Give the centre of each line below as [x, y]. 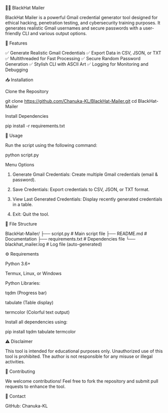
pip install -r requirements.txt [35, 126]
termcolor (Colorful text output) [37, 312]
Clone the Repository [27, 91]
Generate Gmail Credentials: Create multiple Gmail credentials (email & [85, 174]
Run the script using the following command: [51, 145]
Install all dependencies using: [36, 322]
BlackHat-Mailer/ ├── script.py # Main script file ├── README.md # [76, 234]
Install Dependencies [27, 116]
